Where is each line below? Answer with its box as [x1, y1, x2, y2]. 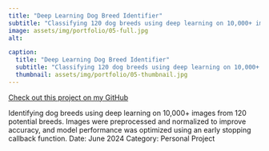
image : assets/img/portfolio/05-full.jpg [8, 26, 149, 34]
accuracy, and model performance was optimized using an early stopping [8, 125, 251, 134]
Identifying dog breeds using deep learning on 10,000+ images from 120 [8, 108, 247, 117]
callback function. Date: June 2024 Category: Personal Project [8, 133, 215, 143]
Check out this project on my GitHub [8, 93, 129, 102]
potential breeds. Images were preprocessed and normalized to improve [8, 117, 247, 126]
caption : [8, 49, 38, 57]
